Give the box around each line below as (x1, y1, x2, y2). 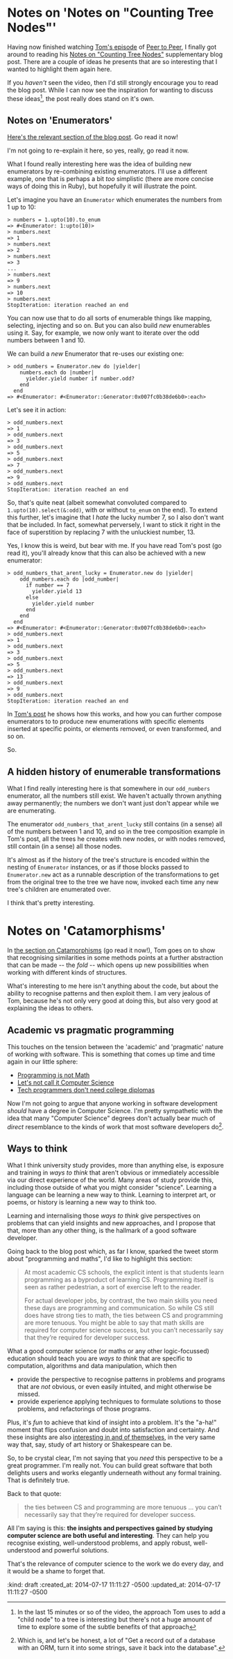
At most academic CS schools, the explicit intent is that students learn (24, 1268, 224, 1277)
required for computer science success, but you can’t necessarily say (24, 1326, 224, 1335)
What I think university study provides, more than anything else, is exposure (7, 1161, 224, 1170)
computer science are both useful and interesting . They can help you (7, 1532, 209, 1540)
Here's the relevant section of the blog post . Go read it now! (7, 133, 178, 141)
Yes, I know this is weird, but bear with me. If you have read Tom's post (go (7, 542, 222, 550)
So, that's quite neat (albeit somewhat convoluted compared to (7, 498, 187, 507)
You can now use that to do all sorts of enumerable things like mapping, (7, 314, 212, 322)
